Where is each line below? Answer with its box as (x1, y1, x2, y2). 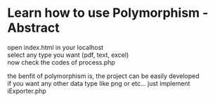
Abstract (7, 20, 60, 36)
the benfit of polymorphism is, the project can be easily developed (7, 72, 200, 80)
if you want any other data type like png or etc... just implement (7, 79, 190, 87)
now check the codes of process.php (7, 58, 116, 66)
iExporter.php (7, 87, 47, 95)
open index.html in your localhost (7, 43, 104, 51)
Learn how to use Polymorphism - (7, 5, 209, 21)
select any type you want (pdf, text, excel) (7, 51, 129, 59)
